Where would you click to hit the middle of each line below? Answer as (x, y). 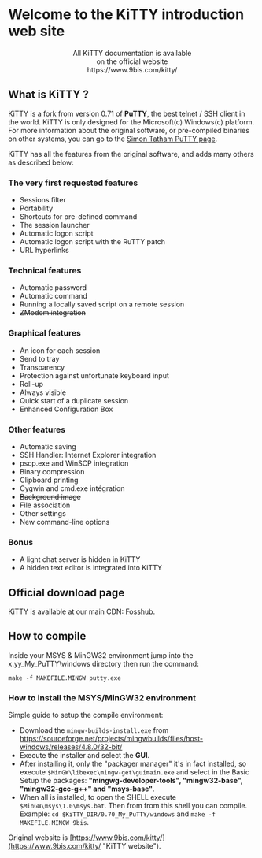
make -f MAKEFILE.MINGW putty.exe (65, 678)
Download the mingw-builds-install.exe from (94, 730)
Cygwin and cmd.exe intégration (72, 488)
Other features (37, 429)
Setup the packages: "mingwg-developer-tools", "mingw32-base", (131, 781)
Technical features (45, 270)
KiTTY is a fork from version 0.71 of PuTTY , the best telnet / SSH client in (127, 113)
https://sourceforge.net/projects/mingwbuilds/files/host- (111, 739)
